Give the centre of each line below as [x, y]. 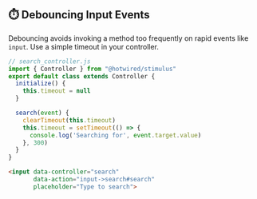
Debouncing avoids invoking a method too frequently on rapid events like [128, 38]
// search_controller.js [49, 61]
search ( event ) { [42, 113]
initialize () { [41, 84]
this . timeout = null [57, 91]
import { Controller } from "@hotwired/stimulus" [93, 69]
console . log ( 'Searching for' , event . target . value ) [115, 135]
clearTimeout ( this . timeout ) [69, 120]
